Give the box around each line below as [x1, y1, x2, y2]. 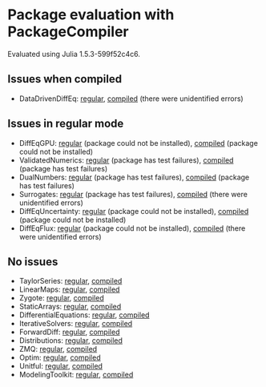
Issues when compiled [7, 72, 122, 86]
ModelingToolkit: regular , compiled [18, 370, 134, 380]
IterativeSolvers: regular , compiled [18, 319, 133, 329]
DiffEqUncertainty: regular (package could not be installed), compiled [18, 206, 249, 216]
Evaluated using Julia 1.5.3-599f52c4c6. [7, 49, 141, 58]
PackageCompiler [7, 22, 129, 41]
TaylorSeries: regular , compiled [18, 276, 123, 286]
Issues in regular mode [7, 117, 124, 131]
